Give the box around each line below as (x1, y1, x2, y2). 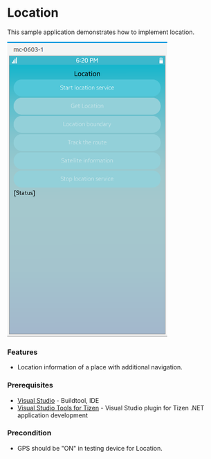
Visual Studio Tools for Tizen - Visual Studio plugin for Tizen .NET (17, 403, 205, 412)
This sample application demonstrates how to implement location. (7, 28, 195, 36)
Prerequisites (7, 381, 53, 390)
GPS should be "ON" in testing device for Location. (17, 444, 163, 452)
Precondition (7, 428, 52, 438)
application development (17, 411, 89, 419)
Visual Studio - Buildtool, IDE (17, 396, 100, 404)
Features (7, 347, 38, 357)
